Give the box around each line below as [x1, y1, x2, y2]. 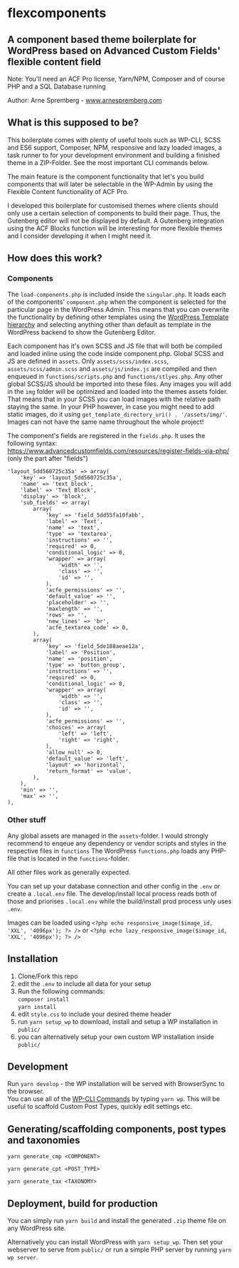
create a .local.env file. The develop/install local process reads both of [7, 889, 217, 898]
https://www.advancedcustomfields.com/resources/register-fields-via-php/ [7, 446, 230, 455]
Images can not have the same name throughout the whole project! [7, 417, 204, 426]
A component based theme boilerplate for [7, 34, 197, 46]
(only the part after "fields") [7, 454, 89, 462]
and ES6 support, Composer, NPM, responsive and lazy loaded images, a [7, 143, 223, 151]
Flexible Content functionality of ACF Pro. [7, 187, 129, 196]
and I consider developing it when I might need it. [7, 231, 152, 240]
